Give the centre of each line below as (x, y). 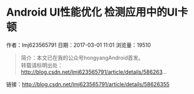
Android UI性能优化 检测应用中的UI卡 (97, 12)
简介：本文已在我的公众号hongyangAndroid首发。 (82, 57)
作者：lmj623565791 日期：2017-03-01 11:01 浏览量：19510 (78, 45)
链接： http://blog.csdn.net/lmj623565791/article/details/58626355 (88, 84)
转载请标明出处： (42, 65)
